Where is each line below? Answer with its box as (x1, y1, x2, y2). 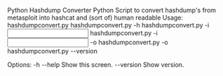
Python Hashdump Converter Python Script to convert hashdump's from (7, 6, 216, 14)
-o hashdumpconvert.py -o (90, 38, 168, 46)
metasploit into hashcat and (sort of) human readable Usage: (7, 13, 184, 22)
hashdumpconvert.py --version (7, 47, 98, 55)
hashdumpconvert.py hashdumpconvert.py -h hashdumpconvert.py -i (7, 21, 210, 29)
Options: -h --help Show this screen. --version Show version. (7, 61, 184, 69)
